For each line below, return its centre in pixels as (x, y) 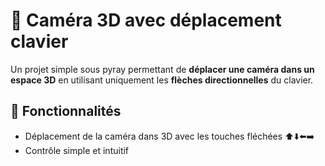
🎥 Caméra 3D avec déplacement (146, 20)
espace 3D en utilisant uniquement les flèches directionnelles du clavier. (162, 80)
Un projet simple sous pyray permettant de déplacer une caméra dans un (162, 69)
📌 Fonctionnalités (66, 111)
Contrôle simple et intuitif (77, 150)
